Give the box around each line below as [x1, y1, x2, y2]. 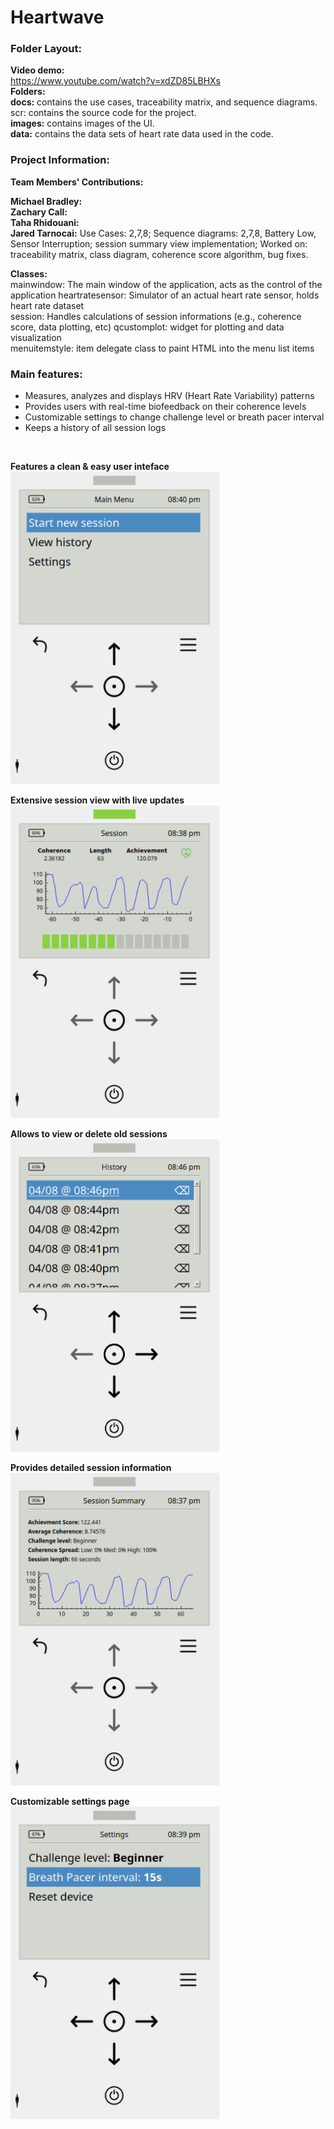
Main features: [10, 367, 83, 381]
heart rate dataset [10, 299, 85, 311]
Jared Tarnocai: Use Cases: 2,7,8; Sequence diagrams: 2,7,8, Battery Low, [10, 227, 317, 239]
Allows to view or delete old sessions [10, 1128, 168, 1140]
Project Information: [10, 153, 110, 167]
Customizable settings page [10, 1796, 130, 1808]
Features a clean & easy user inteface [10, 461, 170, 473]
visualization [10, 331, 62, 343]
